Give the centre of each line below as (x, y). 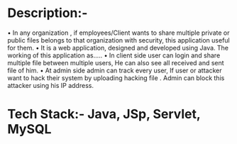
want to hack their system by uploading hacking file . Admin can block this (116, 78)
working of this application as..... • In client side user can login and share (114, 55)
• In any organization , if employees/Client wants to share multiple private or (118, 33)
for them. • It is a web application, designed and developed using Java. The (118, 48)
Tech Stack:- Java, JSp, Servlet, (104, 114)
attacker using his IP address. (51, 85)
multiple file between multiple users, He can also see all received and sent (116, 62)
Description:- (48, 13)
